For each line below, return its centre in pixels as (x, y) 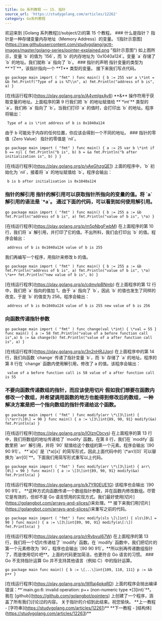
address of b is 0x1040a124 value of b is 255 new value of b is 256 (79, 306)
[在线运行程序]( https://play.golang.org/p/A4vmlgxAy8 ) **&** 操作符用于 (78, 96)
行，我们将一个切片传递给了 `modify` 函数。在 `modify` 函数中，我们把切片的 (81, 542)
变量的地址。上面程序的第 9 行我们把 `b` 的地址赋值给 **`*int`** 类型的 (79, 102)
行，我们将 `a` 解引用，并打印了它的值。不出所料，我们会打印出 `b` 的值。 (78, 232)
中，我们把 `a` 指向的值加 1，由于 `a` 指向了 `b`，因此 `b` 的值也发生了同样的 (81, 290)
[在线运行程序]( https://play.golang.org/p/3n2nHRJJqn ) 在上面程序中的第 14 (80, 351)
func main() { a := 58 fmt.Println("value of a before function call (77, 333)
